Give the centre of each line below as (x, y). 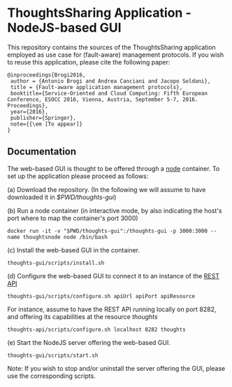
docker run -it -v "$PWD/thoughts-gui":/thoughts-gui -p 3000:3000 (108, 231)
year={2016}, (29, 111)
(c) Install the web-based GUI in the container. (73, 250)
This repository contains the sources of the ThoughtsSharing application (112, 47)
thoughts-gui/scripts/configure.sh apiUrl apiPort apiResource (101, 296)
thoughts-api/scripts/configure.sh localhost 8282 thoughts (97, 330)
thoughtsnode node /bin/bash (65, 237)
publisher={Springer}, (43, 118)
